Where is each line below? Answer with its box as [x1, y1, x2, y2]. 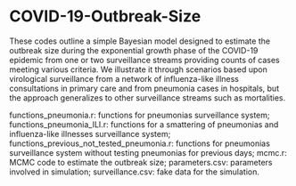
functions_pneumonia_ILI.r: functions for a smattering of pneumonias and [9, 118, 279, 130]
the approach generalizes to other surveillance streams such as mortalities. [9, 92, 286, 103]
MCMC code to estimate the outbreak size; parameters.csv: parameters [9, 157, 273, 167]
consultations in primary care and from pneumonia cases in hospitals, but [9, 83, 279, 93]
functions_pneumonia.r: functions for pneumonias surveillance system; [9, 109, 270, 120]
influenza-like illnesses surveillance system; [9, 128, 171, 139]
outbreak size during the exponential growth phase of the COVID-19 [9, 44, 259, 55]
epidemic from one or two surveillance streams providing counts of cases [9, 54, 280, 65]
